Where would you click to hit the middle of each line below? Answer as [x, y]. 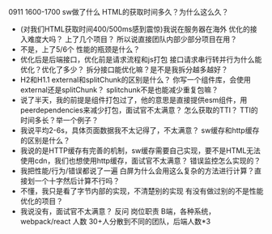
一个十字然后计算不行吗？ [77, 181]
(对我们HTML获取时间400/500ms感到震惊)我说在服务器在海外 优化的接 [138, 29]
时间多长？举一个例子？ [59, 120]
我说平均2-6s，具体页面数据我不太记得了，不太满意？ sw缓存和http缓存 [140, 130]
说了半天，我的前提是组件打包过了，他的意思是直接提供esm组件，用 [134, 100]
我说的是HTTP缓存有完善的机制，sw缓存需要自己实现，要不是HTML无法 [140, 151]
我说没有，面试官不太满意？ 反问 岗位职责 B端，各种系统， [118, 211]
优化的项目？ [41, 201]
